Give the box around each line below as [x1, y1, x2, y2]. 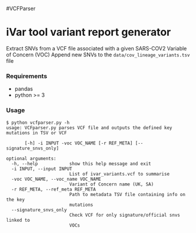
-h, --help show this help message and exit [11, 161, 151, 167]
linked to [6, 217, 31, 223]
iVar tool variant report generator [6, 26, 171, 39]
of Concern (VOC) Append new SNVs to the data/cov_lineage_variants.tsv [6, 51, 190, 58]
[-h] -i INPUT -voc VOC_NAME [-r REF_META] [24, 140, 133, 146]
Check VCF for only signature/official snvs [69, 212, 181, 218]
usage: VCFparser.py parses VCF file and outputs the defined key [6, 124, 172, 131]
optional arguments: [6, 156, 57, 161]
